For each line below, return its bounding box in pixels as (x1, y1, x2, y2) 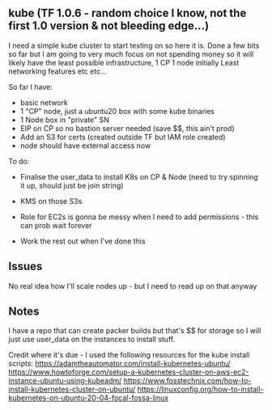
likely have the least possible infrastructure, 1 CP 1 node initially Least (8, 57, 240, 67)
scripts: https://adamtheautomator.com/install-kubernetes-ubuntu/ (8, 359, 231, 369)
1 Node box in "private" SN (19, 115, 109, 125)
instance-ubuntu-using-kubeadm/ (8, 376, 122, 386)
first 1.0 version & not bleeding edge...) (8, 19, 209, 33)
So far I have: (8, 82, 53, 91)
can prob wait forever (19, 220, 92, 230)
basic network (19, 97, 69, 108)
